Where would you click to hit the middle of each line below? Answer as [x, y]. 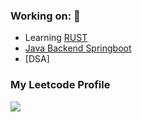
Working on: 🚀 [45, 16]
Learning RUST [56, 38]
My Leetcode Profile [60, 85]
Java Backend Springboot [78, 48]
